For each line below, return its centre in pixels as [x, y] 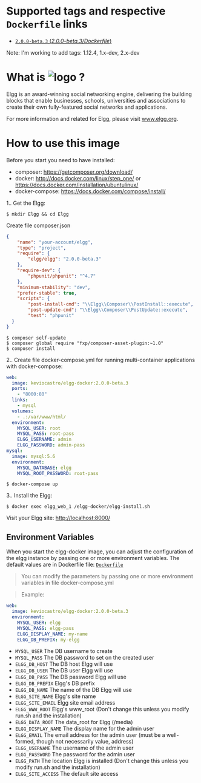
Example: [33, 595]
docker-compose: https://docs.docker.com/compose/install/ [90, 191]
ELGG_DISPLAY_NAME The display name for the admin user [84, 729]
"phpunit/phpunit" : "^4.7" [62, 276]
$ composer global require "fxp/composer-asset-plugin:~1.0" [85, 343]
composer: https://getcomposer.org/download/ [74, 172]
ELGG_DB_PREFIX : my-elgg [48, 640]
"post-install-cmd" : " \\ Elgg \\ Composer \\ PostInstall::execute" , [111, 304]
